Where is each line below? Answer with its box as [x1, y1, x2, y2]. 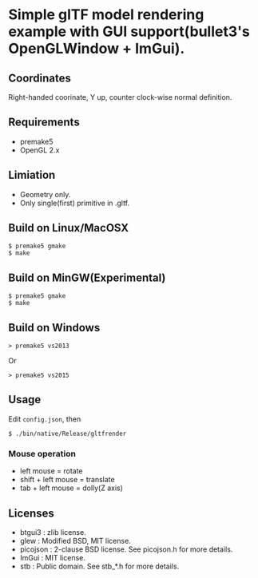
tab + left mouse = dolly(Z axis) [19, 483, 124, 493]
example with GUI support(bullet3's [8, 22, 250, 41]
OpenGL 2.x [19, 145, 60, 155]
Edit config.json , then [8, 414, 81, 424]
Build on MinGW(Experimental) [8, 271, 166, 284]
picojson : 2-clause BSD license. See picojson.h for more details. [19, 544, 233, 554]
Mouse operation [8, 448, 76, 459]
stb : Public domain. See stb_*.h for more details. [19, 561, 180, 571]
